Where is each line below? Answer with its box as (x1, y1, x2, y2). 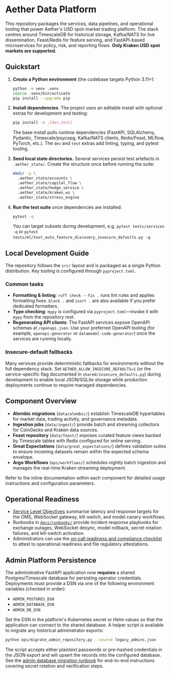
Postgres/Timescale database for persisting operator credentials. (5, 575, 142, 581)
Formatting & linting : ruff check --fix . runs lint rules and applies (12, 292, 155, 298)
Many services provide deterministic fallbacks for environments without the (5, 360, 164, 366)
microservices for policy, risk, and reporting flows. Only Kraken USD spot (5, 42, 160, 48)
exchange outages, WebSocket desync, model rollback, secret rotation (12, 525, 162, 531)
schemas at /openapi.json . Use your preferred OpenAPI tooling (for (12, 325, 155, 331)
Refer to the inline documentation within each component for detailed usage (5, 474, 165, 481)
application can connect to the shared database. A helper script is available (5, 622, 164, 628)
